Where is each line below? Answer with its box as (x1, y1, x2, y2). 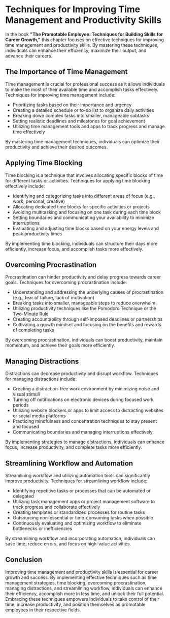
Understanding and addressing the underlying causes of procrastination (12, 289, 164, 295)
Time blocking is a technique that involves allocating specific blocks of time (5, 172, 163, 178)
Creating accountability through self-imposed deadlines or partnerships (12, 316, 163, 322)
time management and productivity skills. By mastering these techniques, (5, 42, 159, 48)
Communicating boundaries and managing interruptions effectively (12, 429, 153, 435)
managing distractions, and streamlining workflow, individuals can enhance (5, 585, 162, 591)
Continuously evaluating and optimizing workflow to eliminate (12, 520, 142, 526)
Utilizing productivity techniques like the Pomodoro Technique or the (12, 305, 156, 312)
